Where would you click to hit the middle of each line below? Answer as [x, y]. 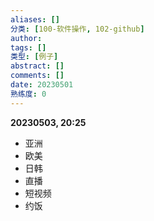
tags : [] [28, 47]
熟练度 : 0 [28, 94]
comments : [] [37, 76]
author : [26, 38]
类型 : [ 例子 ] [34, 57]
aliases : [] [35, 19]
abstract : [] [37, 66]
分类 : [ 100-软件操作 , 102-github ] [77, 29]
